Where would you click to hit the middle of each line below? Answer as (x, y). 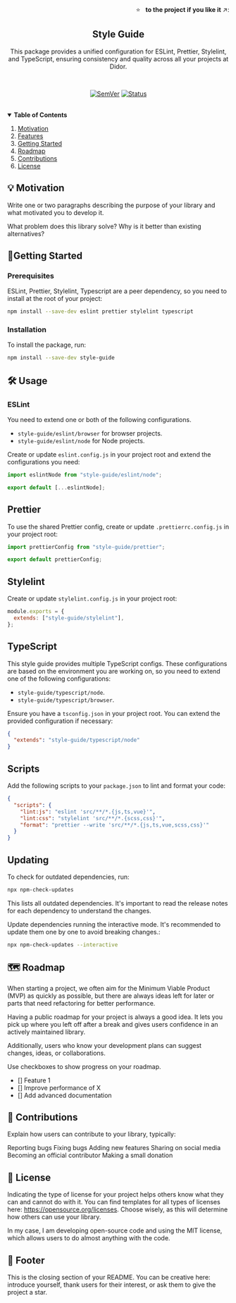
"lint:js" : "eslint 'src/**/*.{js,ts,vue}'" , (88, 812)
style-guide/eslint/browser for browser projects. (90, 433)
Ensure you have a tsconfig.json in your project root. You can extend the (114, 713)
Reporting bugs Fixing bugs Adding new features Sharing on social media (114, 1148)
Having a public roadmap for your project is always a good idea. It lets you (115, 1017)
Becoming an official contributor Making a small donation (90, 1155)
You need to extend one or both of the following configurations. (99, 420)
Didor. (118, 66)
